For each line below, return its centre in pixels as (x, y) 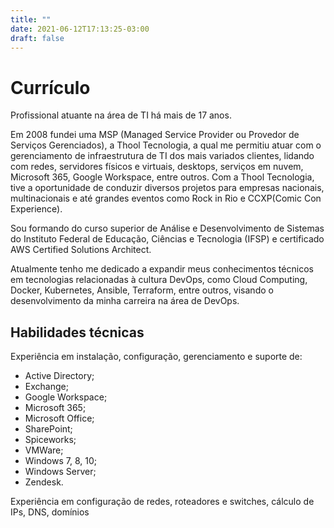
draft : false (37, 38)
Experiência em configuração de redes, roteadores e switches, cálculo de (162, 502)
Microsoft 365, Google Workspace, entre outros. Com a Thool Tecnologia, (162, 177)
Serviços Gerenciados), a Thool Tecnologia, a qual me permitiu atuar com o (166, 145)
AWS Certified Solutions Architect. (81, 250)
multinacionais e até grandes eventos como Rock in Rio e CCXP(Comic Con (166, 198)
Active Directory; (59, 376)
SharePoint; (48, 429)
